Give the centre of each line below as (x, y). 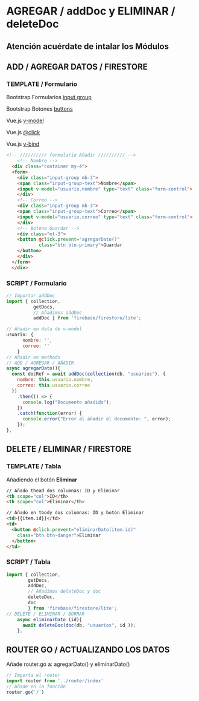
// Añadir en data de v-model (44, 329)
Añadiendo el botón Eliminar (42, 480)
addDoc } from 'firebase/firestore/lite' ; (87, 318)
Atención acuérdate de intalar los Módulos (87, 46)
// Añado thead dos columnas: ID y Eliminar (63, 491)
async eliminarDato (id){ (50, 619)
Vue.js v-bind (23, 144)
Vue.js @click (23, 132)
